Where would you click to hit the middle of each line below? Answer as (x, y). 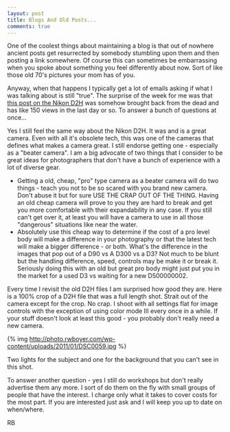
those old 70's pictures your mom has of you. (71, 75)
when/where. (26, 409)
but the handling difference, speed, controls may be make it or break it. (117, 261)
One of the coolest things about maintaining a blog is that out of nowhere (111, 46)
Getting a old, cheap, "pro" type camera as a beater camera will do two (118, 181)
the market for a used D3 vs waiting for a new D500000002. (102, 276)
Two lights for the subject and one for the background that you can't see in (113, 360)
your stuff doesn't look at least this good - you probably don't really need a (113, 318)
